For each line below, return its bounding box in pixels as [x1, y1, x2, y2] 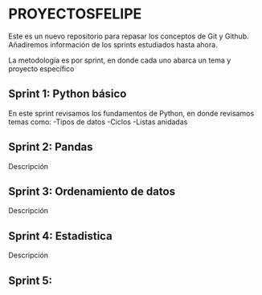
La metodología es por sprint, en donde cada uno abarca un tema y [8, 55, 231, 65]
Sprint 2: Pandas [8, 140, 94, 154]
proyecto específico [8, 63, 75, 73]
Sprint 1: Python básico [8, 87, 127, 101]
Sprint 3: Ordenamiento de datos [8, 184, 175, 198]
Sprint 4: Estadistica [8, 229, 113, 243]
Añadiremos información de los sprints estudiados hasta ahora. [8, 39, 219, 49]
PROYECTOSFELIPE [8, 5, 142, 23]
